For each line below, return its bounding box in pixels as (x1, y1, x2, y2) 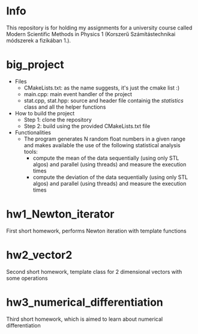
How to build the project (14, 109, 75, 117)
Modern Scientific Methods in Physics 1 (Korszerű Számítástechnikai (6, 30, 176, 37)
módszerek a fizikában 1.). (6, 37, 71, 44)
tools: (23, 148, 38, 155)
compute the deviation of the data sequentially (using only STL (32, 173, 188, 181)
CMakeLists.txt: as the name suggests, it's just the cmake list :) (23, 84, 180, 91)
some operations (6, 275, 48, 282)
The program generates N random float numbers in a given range (23, 135, 186, 142)
